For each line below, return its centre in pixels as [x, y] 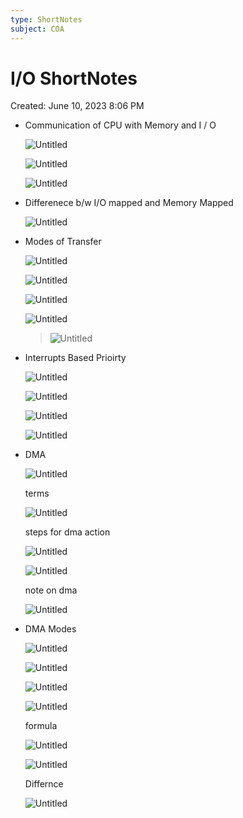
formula [41, 726]
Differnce [44, 784]
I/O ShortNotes [74, 78]
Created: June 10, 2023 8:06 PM [77, 106]
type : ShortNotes [46, 19]
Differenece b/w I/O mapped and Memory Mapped [129, 203]
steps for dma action [67, 532]
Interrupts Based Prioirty [75, 358]
